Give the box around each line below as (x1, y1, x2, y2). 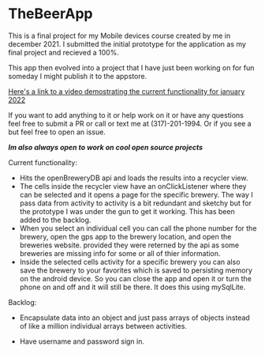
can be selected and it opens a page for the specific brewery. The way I (19, 190, 254, 199)
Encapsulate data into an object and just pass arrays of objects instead (19, 313, 250, 322)
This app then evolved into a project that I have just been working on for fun (8, 62, 255, 72)
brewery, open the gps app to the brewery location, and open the (19, 232, 232, 241)
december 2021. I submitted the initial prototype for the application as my (8, 39, 247, 48)
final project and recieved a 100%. (8, 47, 120, 57)
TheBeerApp (8, 5, 93, 23)
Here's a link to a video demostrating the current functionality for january (8, 86, 245, 96)
